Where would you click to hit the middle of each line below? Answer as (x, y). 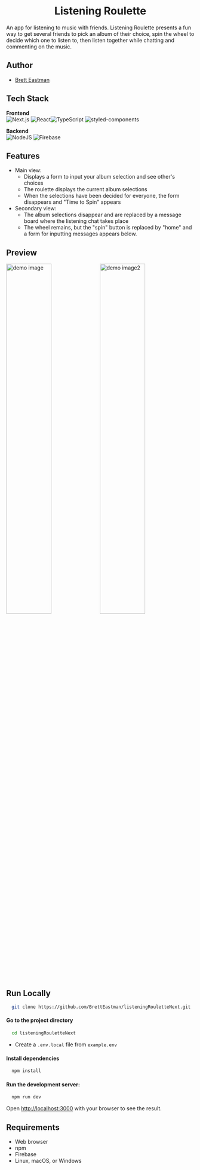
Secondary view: (36, 209)
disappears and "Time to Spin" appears (72, 202)
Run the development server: (43, 1084)
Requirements (33, 1127)
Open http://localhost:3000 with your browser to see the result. (84, 1108)
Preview (22, 252)
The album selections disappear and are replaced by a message (103, 215)
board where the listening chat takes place (76, 221)
